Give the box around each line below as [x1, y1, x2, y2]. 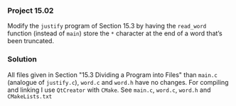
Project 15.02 [7, 6, 54, 16]
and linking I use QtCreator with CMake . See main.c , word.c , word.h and [7, 86, 211, 94]
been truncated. [7, 37, 55, 45]
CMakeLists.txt [7, 93, 53, 100]
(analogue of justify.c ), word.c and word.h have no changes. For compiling [7, 78, 229, 86]
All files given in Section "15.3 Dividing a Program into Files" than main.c [7, 70, 218, 79]
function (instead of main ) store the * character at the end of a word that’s [7, 29, 222, 37]
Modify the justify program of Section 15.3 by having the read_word [7, 22, 207, 30]
